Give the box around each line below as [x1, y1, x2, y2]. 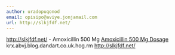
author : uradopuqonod [6, 8, 60, 15]
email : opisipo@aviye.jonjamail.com [6, 14, 97, 20]
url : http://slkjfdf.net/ [6, 20, 70, 25]
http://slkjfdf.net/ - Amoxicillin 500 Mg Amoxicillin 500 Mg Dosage [6, 36, 169, 43]
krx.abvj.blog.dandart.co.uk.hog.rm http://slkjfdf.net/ [6, 42, 136, 49]
